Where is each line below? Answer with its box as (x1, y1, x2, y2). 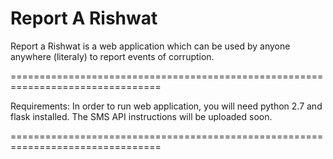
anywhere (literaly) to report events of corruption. (10, 50, 215, 62)
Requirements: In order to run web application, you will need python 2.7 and (10, 100, 323, 112)
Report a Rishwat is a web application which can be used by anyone (10, 40, 291, 52)
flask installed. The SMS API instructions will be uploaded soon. (10, 110, 273, 122)
